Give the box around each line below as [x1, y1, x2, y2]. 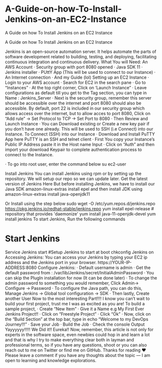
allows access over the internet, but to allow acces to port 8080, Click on [5, 110, 151, 116]
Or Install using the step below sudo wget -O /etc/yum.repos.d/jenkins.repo [5, 201, 156, 206]
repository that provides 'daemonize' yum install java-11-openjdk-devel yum [5, 211, 156, 217]
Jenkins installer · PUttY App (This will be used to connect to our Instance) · [5, 69, 156, 75]
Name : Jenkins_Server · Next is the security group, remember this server [5, 95, 151, 100]
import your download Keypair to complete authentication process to [5, 147, 142, 152]
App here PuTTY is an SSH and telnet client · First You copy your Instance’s [5, 136, 155, 142]
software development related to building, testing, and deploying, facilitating [5, 53, 157, 59]
